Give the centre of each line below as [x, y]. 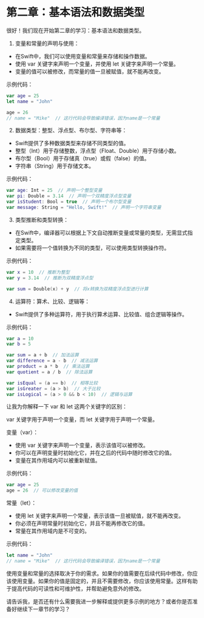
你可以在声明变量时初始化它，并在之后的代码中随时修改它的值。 [95, 453]
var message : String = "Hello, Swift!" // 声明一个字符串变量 [84, 208]
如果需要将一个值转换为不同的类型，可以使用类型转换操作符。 [92, 248]
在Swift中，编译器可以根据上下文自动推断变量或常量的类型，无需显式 [101, 233]
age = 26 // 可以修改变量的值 [42, 491]
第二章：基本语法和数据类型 [76, 12]
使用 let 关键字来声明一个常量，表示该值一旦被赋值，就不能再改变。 [99, 516]
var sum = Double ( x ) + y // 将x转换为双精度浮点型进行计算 [77, 289]
